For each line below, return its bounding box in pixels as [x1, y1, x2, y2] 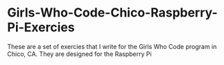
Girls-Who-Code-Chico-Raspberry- [7, 5, 218, 21]
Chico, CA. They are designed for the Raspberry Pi [7, 50, 152, 58]
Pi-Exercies [7, 19, 75, 35]
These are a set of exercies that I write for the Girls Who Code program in [7, 42, 217, 50]
